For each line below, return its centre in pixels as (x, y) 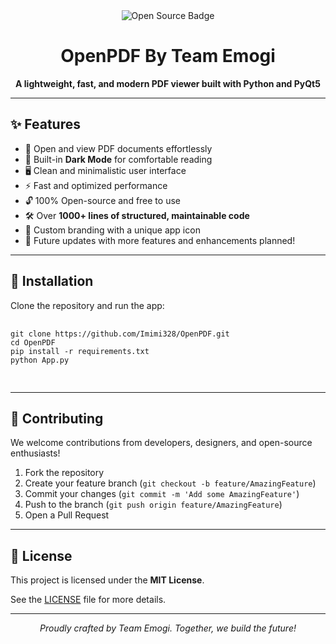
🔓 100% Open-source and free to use (102, 200)
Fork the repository (64, 473)
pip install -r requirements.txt (80, 351)
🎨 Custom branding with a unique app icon (112, 230)
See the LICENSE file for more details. (88, 600)
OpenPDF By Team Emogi (168, 56)
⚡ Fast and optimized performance (96, 185)
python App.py (40, 360)
